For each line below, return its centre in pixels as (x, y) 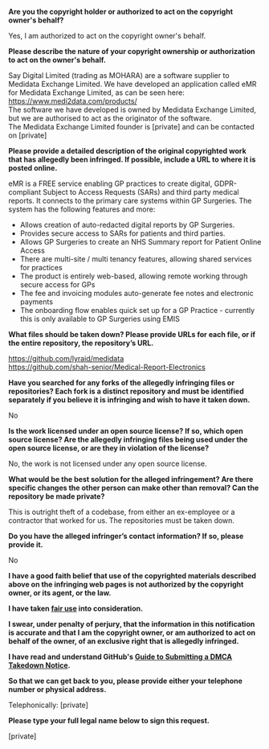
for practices (41, 267)
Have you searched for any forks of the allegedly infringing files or (122, 383)
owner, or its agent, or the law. (60, 593)
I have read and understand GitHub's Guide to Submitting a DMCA (120, 656)
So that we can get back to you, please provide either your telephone (126, 681)
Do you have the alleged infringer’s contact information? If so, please (126, 536)
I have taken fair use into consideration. (75, 608)
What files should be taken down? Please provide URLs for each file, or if (132, 334)
